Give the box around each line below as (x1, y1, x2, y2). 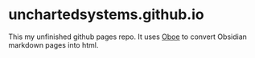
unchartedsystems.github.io (8, 6, 204, 24)
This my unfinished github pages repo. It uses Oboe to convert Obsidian (8, 32, 248, 41)
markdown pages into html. (8, 40, 99, 49)
